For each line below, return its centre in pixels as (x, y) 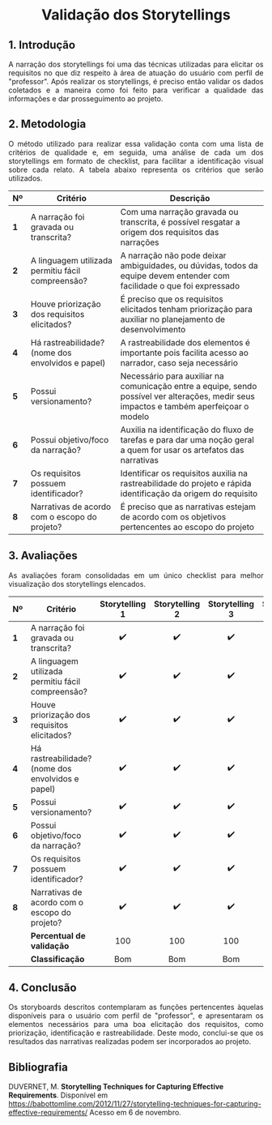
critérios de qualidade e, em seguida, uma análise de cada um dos (136, 152)
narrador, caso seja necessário (179, 362)
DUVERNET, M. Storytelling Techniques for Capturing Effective (116, 1087)
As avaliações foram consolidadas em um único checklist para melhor (136, 575)
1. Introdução (42, 45)
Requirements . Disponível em (58, 1095)
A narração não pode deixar (173, 255)
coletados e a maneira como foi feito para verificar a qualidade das (136, 90)
